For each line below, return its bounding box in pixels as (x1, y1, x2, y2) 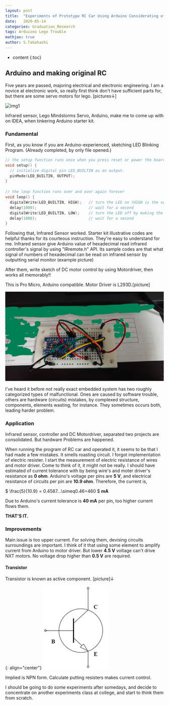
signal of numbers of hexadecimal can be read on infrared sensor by (5, 251, 147, 257)
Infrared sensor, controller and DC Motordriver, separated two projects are (5, 431, 159, 437)
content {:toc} (12, 54, 42, 60)
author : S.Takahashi (5, 40, 49, 45)
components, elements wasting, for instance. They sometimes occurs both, (5, 402, 162, 408)
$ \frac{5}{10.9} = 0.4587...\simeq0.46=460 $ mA (5, 488, 109, 494)
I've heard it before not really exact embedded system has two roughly (5, 386, 152, 392)
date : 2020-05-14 (5, 19, 46, 24)
